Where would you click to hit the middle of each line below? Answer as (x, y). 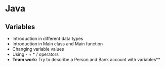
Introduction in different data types (48, 38)
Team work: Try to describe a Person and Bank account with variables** (86, 59)
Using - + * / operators (36, 54)
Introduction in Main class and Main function (58, 44)
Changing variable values (38, 49)
